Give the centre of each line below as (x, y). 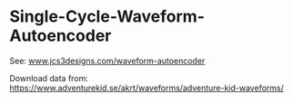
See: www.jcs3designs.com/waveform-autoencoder (107, 60)
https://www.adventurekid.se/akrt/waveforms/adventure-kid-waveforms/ (146, 88)
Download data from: (49, 78)
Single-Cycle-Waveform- (107, 17)
